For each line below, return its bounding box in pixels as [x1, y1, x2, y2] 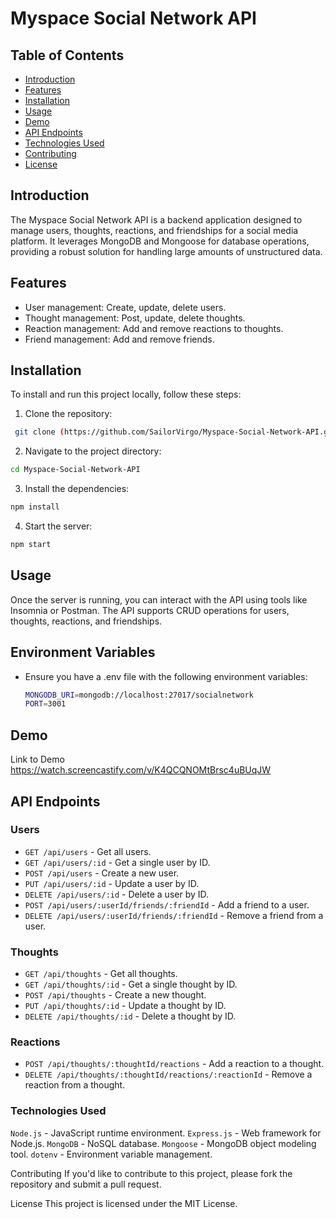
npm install [10, 502, 60, 512]
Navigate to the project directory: [24, 445, 162, 457]
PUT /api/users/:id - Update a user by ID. [24, 877, 200, 889]
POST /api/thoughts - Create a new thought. [24, 989, 207, 1001]
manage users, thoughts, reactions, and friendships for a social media [10, 224, 299, 236]
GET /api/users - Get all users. [24, 845, 152, 857]
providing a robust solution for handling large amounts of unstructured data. [10, 245, 323, 257]
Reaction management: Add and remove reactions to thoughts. [24, 322, 284, 334]
